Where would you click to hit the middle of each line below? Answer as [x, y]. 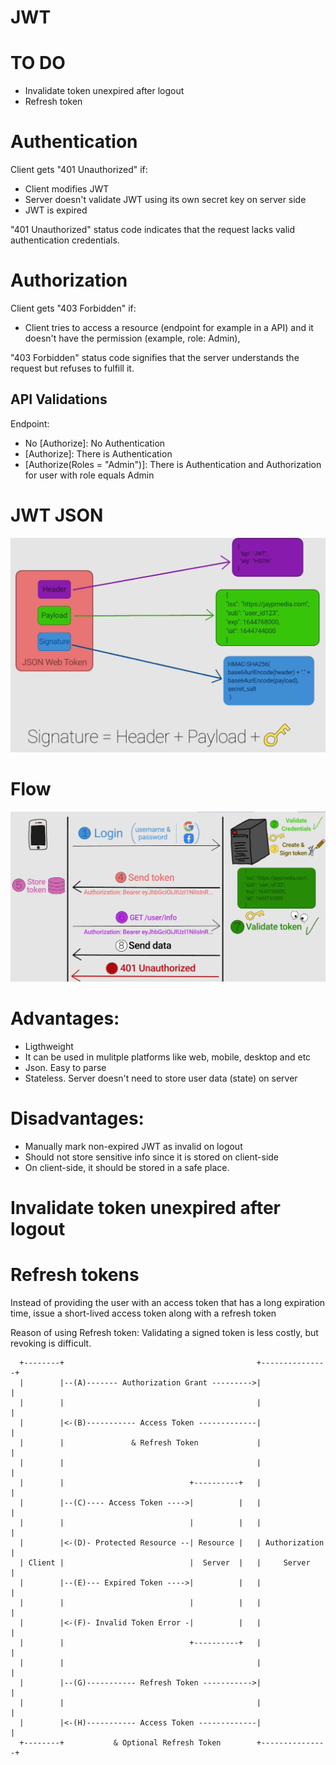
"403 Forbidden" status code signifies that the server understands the [155, 357]
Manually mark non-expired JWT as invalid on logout [133, 1146]
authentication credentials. [65, 240]
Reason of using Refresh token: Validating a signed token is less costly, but [164, 1332]
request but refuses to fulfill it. [72, 368]
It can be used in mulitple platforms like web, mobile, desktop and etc [168, 1057]
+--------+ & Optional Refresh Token [120, 1742]
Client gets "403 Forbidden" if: [73, 308]
